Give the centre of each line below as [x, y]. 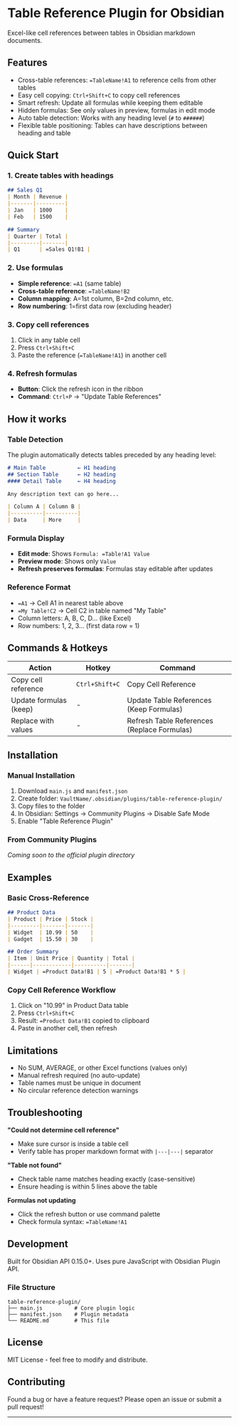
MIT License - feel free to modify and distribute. [78, 1359]
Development [38, 1244]
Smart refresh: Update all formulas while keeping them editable [110, 103]
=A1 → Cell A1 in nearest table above [70, 602]
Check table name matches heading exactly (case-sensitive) [106, 1179]
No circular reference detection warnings [78, 1090]
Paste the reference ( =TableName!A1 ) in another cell [92, 355]
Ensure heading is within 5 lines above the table [87, 1186]
